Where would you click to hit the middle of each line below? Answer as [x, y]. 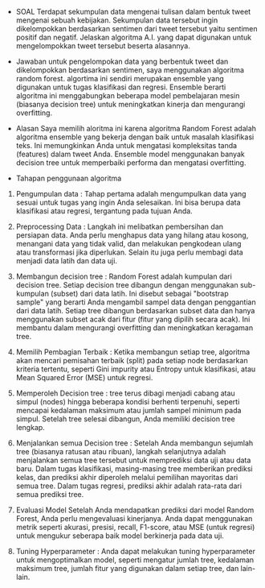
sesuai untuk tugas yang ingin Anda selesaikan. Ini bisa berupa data [128, 202]
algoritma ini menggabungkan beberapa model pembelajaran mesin [128, 95]
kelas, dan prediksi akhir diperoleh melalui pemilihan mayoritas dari [127, 477]
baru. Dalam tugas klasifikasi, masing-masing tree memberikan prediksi [134, 469]
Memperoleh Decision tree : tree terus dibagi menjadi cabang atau [125, 393]
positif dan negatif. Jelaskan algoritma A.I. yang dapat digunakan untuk [133, 37]
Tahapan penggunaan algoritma [69, 178]
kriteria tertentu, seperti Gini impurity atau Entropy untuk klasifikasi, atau [136, 369]
